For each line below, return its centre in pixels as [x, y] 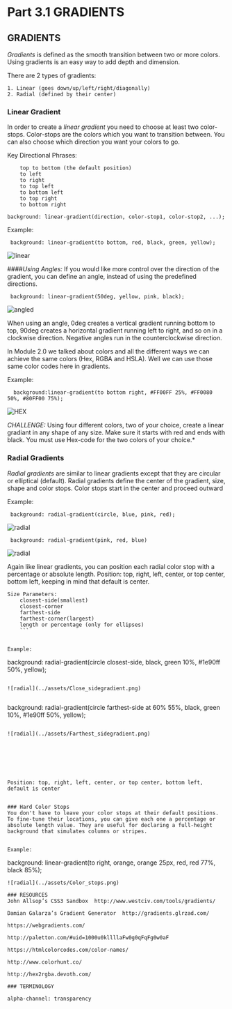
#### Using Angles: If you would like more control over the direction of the [114, 269]
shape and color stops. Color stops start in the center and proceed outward [115, 488]
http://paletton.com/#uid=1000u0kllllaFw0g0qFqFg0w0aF [88, 938]
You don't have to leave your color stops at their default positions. [113, 813]
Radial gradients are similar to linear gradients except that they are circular [114, 473]
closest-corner [42, 606]
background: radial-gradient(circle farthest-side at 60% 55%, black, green [114, 707]
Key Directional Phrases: [42, 155]
